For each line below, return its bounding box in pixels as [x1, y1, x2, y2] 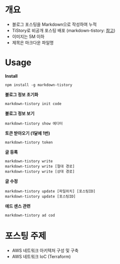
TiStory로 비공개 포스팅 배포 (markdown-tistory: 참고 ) [12, 27, 116, 33]
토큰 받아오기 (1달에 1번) [5, 130, 50, 136]
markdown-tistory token [5, 140, 53, 145]
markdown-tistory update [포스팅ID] [5, 194, 76, 199]
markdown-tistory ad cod [5, 212, 55, 218]
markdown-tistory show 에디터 [5, 121, 63, 126]
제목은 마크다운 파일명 [12, 39, 54, 45]
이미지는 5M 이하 [12, 34, 45, 39]
